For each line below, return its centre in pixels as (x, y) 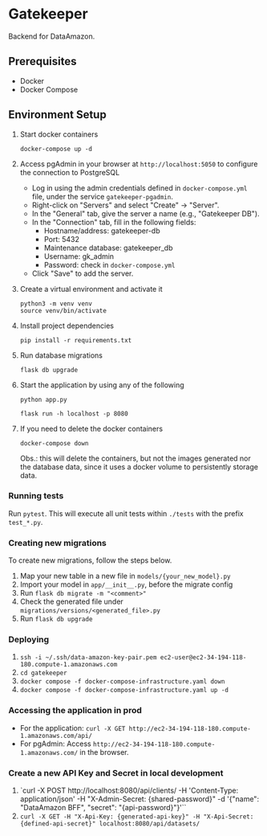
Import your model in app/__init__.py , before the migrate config (126, 584)
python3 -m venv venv (56, 303)
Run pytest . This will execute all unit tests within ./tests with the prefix (126, 513)
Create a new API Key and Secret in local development (116, 772)
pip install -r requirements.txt (76, 340)
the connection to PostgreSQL (70, 172)
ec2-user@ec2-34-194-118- (203, 658)
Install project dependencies (67, 326)
